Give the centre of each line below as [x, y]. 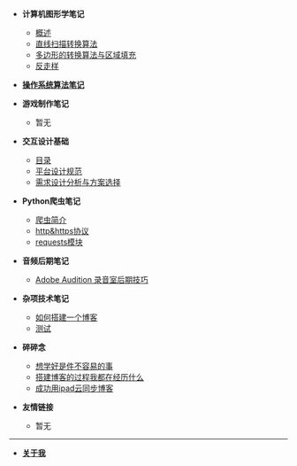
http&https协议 [62, 231]
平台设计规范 [58, 171]
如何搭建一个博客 [66, 317]
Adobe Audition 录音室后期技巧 [91, 280]
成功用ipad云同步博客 [74, 388]
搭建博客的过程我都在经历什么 [89, 377]
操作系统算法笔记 [53, 85]
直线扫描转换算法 [66, 44]
